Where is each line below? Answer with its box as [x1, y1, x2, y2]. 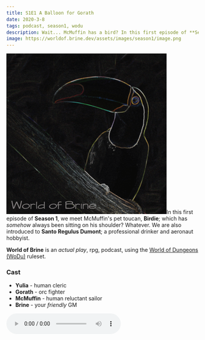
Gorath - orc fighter [15, 288, 65, 296]
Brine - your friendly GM [15, 301, 77, 309]
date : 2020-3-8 [6, 16, 45, 23]
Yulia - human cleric [15, 282, 67, 289]
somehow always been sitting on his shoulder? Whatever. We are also [6, 221, 182, 229]
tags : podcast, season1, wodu [6, 23, 84, 29]
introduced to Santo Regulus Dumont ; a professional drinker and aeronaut [6, 228, 193, 235]
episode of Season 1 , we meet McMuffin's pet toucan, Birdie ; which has [6, 215, 188, 223]
